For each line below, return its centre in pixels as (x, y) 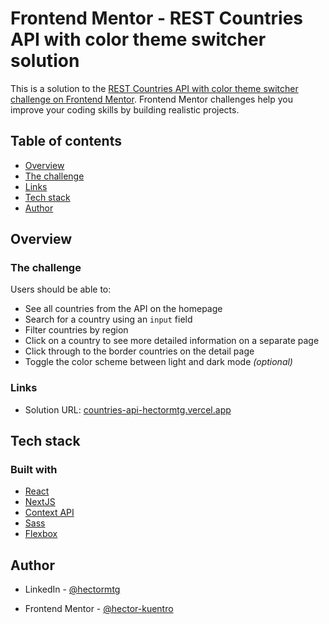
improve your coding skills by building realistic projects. (125, 109)
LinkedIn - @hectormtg (72, 589)
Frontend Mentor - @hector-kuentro (99, 609)
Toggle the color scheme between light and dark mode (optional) (158, 362)
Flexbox (41, 534)
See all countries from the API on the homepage (123, 309)
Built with (34, 470)
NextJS (40, 502)
